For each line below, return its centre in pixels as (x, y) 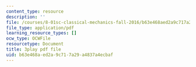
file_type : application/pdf (40, 28)
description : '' (26, 17)
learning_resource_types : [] (41, 33)
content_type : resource (35, 11)
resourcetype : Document (35, 44)
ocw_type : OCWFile (28, 38)
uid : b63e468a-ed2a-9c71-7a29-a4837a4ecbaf (60, 55)
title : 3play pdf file (34, 50)
